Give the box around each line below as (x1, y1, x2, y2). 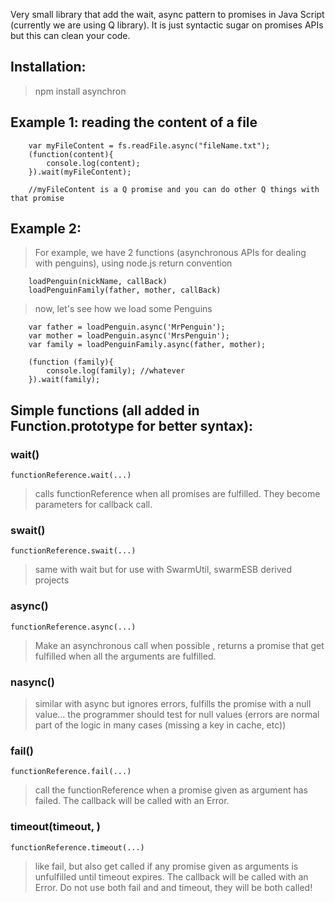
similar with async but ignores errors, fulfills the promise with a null (34, 698, 312, 710)
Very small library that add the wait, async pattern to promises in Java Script (10, 9, 325, 20)
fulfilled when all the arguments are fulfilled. (34, 650, 217, 662)
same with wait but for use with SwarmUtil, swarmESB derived (34, 564, 293, 576)
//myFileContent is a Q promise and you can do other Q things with (28, 184, 320, 194)
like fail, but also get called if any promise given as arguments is (34, 860, 299, 872)
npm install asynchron (34, 85, 127, 97)
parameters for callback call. (34, 499, 153, 511)
